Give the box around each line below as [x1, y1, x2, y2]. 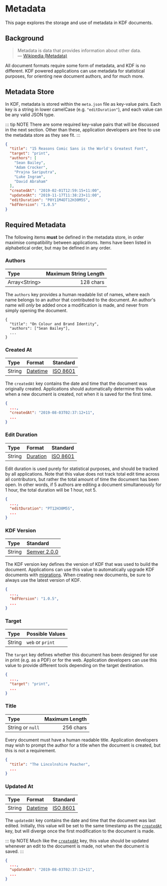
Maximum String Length [45, 270, 105, 277]
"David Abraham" [14, 179, 48, 184]
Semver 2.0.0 [26, 548, 59, 555]
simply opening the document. [5, 307, 68, 313]
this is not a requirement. [5, 747, 56, 753]
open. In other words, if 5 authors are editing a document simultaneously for [5, 482, 162, 488]
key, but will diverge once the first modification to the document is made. [5, 828, 155, 834]
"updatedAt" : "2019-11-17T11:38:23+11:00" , [9, 193, 101, 198]
